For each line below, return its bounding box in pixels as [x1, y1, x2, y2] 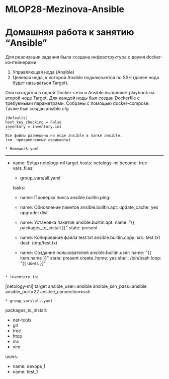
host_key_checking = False [5, 120, 62, 125]
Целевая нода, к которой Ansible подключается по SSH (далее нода [12, 75, 159, 81]
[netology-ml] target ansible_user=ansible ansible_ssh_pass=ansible [5, 283, 147, 289]
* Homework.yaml [5, 146, 39, 152]
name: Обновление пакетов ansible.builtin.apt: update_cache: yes [20, 204, 158, 210]
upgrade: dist [20, 210, 48, 216]
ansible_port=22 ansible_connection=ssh [5, 289, 91, 295]
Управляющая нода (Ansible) [12, 69, 74, 75]
